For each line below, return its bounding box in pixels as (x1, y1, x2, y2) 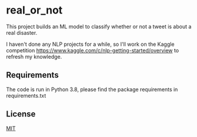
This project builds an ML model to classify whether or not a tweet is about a (6, 23, 192, 30)
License (6, 109, 36, 119)
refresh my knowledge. (6, 53, 62, 60)
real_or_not (6, 4, 63, 17)
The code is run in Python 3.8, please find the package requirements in (6, 86, 178, 93)
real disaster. (6, 29, 38, 36)
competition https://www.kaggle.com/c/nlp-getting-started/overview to (6, 46, 179, 54)
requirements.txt (6, 92, 46, 99)
